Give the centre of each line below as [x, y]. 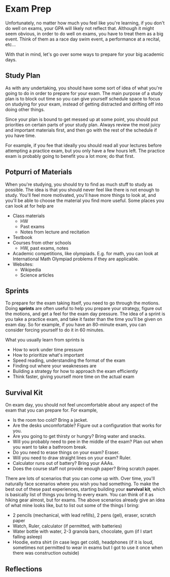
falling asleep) [27, 537]
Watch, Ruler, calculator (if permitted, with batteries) [67, 526]
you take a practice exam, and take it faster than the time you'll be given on [84, 319]
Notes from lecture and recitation [55, 232]
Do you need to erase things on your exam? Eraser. [66, 453]
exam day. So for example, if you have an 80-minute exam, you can [76, 325]
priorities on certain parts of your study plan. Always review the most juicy [83, 124]
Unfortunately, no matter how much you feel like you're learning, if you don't [85, 23]
